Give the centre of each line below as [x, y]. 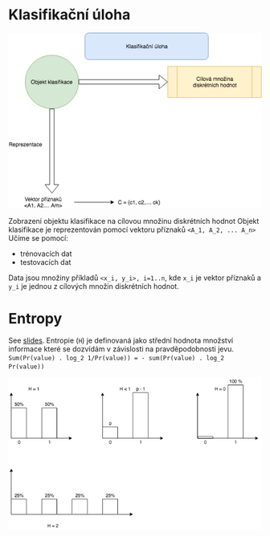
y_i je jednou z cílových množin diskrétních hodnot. [94, 286]
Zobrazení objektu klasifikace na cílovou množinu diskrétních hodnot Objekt [134, 221]
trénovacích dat [46, 254]
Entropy [35, 318]
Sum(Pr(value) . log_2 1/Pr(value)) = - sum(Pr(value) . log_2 [117, 359]
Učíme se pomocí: [38, 238]
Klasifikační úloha [70, 15]
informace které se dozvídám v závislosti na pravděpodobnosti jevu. [121, 349]
